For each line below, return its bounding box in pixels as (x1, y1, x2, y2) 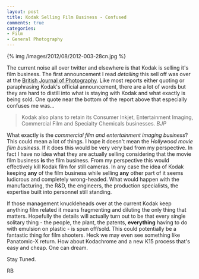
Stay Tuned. (7, 256, 36, 262)
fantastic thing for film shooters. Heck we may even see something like (7, 231, 181, 239)
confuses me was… (7, 102, 55, 109)
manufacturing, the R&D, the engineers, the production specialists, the (7, 182, 179, 189)
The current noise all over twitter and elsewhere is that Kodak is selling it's (7, 64, 189, 71)
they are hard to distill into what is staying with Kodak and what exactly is (7, 90, 186, 96)
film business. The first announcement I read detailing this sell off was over (7, 71, 191, 77)
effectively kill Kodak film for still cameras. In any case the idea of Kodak (7, 163, 184, 170)
